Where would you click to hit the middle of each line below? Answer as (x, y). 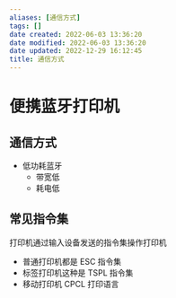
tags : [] (26, 26)
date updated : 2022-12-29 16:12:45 (76, 51)
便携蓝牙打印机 (65, 106)
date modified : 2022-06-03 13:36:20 (78, 43)
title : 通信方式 (37, 59)
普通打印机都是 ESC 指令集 (72, 261)
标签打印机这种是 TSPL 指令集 (78, 272)
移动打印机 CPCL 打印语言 (70, 284)
